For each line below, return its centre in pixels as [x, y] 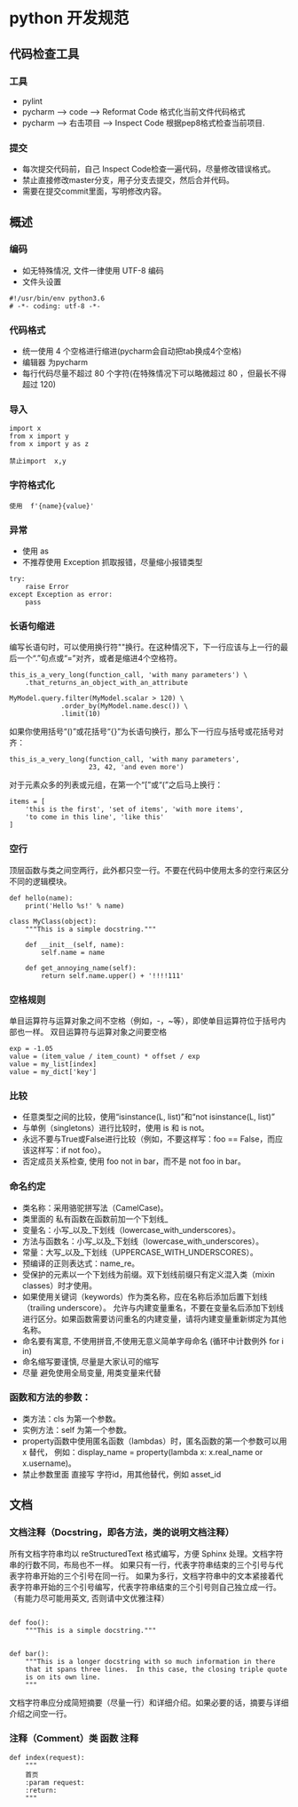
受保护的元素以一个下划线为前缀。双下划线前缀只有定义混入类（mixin [148, 1274]
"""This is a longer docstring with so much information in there [150, 1661]
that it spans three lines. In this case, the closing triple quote [157, 1669]
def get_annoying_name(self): [81, 968]
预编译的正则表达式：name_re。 [81, 1263]
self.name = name [73, 952]
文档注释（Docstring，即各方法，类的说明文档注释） [122, 1532]
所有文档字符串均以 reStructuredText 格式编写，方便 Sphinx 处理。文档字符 [146, 1553]
